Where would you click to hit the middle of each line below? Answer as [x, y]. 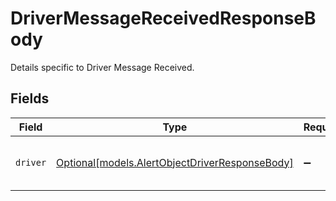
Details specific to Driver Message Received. [102, 67]
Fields [30, 98]
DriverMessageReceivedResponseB [163, 18]
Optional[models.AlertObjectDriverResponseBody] [175, 162]
